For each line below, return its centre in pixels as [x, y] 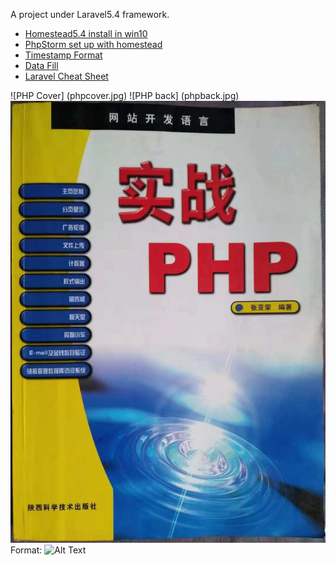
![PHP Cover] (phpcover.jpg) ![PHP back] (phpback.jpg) [125, 95]
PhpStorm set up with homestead [93, 44]
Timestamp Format [63, 55]
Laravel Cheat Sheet [66, 76]
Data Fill [41, 65]
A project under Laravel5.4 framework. [90, 14]
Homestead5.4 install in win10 [86, 33]
